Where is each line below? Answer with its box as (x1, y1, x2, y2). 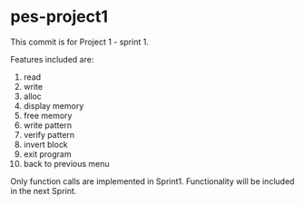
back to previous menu (23, 158, 110, 169)
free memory (23, 110, 73, 121)
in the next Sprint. (10, 185, 77, 196)
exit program (23, 148, 72, 160)
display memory (23, 100, 84, 111)
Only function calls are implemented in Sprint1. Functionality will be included (10, 175, 295, 187)
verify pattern (23, 129, 75, 140)
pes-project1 (10, 6, 108, 27)
